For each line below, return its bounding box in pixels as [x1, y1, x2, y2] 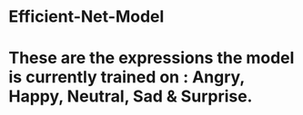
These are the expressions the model [8, 48, 295, 69]
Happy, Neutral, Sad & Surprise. [8, 86, 253, 107]
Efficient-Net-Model [8, 6, 165, 27]
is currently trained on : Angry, [8, 67, 245, 88]
